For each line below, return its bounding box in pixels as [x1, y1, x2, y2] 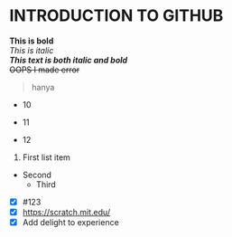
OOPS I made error [9, 64, 80, 75]
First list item [22, 151, 70, 163]
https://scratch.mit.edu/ [22, 207, 111, 217]
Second [22, 169, 52, 180]
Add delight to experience [22, 217, 119, 228]
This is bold [9, 35, 54, 46]
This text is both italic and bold [9, 54, 128, 65]
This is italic [9, 44, 54, 55]
